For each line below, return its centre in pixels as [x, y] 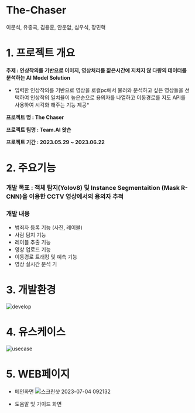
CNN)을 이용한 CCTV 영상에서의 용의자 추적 [65, 196]
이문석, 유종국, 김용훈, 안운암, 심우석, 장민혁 [56, 27]
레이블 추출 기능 [32, 242]
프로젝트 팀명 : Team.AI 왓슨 [39, 129]
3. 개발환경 [31, 290]
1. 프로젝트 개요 [41, 53]
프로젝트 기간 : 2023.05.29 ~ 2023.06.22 [56, 142]
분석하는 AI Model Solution [38, 77]
